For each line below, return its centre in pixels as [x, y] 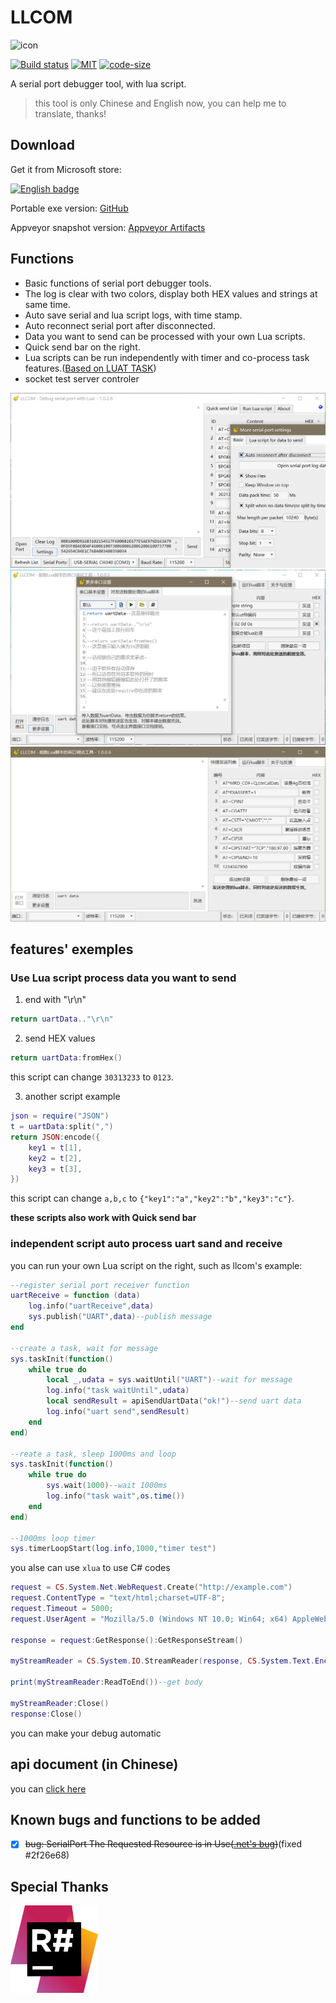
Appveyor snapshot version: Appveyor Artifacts [108, 227]
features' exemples [72, 949]
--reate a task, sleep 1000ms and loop [93, 1454]
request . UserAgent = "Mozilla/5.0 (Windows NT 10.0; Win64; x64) [149, 1619]
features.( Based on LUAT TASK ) [90, 368]
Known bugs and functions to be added [135, 1819]
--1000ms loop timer [53, 1538]
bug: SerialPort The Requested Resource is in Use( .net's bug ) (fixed [163, 1844]
